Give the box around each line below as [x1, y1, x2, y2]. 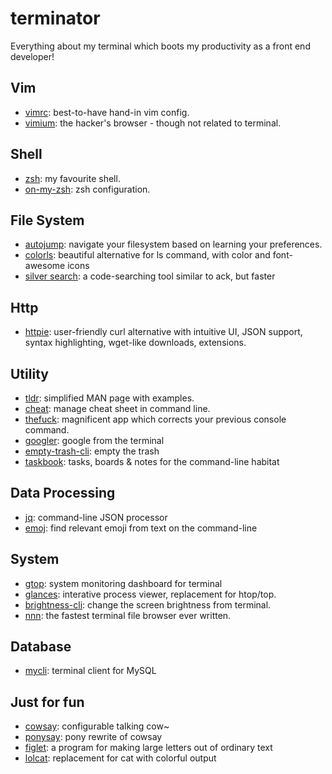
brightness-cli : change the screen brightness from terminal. [24, 598, 272, 611]
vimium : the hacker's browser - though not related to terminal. [24, 117, 282, 129]
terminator [10, 7, 101, 30]
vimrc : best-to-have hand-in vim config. [24, 106, 190, 118]
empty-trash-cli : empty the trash [24, 445, 160, 457]
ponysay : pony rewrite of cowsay [24, 731, 163, 743]
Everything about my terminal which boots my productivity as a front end [10, 40, 311, 52]
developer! [10, 50, 55, 62]
